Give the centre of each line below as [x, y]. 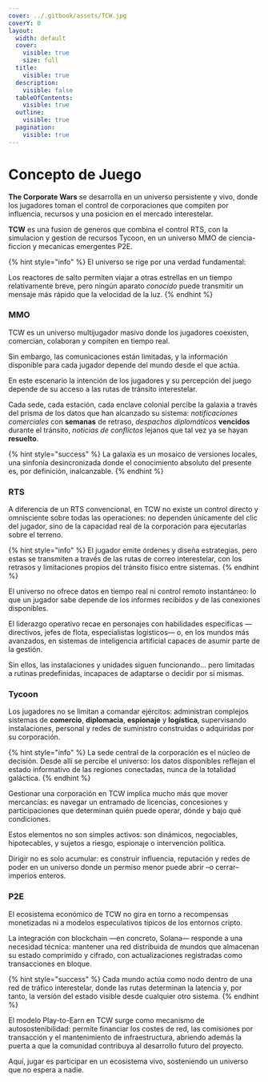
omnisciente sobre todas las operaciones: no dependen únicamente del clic [133, 518]
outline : [30, 113]
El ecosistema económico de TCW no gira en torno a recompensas [118, 914]
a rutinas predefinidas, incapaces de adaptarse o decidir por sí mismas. [126, 674]
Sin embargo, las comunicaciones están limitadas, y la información [118, 356]
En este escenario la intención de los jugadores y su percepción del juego [130, 380]
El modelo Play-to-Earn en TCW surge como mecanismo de [106, 1020]
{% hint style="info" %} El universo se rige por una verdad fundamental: [127, 262]
